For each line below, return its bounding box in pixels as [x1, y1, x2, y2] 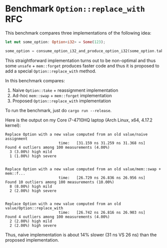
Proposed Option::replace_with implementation [12, 98, 111, 104]
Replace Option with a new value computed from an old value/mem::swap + [5, 167, 162, 172]
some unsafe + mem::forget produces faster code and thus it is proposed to [5, 62, 160, 68]
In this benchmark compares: [5, 77, 65, 83]
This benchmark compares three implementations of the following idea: [5, 30, 152, 36]
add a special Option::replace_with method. [5, 68, 96, 74]
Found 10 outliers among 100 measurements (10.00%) [5, 180, 114, 185]
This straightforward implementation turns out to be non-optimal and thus [5, 58, 156, 63]
